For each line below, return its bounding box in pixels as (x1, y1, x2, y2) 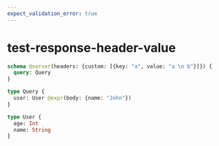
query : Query (13, 69, 51, 76)
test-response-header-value (7, 39, 176, 55)
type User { (7, 113, 42, 120)
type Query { (7, 88, 45, 95)
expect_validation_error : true (7, 10, 98, 17)
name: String (13, 126, 51, 134)
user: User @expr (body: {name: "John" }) (13, 95, 132, 102)
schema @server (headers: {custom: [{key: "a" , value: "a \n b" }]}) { (7, 63, 213, 70)
